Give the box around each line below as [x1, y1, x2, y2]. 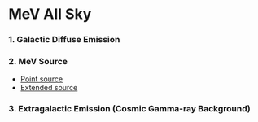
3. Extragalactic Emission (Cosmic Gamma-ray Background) [8, 103, 251, 115]
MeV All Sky [8, 5, 92, 24]
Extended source [20, 83, 78, 93]
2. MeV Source [8, 56, 68, 68]
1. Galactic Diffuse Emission [8, 34, 120, 46]
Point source [20, 74, 63, 84]
